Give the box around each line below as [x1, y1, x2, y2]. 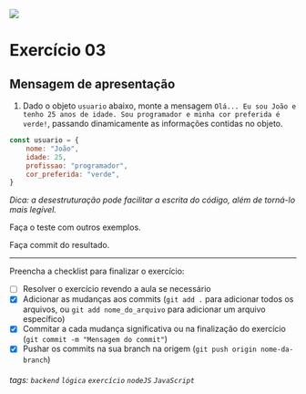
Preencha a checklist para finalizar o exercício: [9, 265, 185, 277]
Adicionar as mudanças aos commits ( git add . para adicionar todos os [22, 294, 294, 305]
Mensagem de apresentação [9, 76, 176, 91]
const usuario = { [9, 136, 79, 145]
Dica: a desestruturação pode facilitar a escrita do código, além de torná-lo [9, 194, 296, 205]
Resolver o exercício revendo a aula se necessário [22, 284, 211, 295]
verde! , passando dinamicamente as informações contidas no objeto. [22, 119, 283, 129]
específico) [22, 314, 66, 325]
